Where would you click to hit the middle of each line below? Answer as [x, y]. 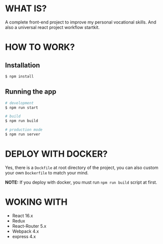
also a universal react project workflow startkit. [52, 27]
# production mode [24, 130]
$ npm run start [22, 108]
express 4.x [24, 236]
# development [20, 103]
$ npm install [20, 76]
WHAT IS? [26, 9]
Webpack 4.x [25, 231]
